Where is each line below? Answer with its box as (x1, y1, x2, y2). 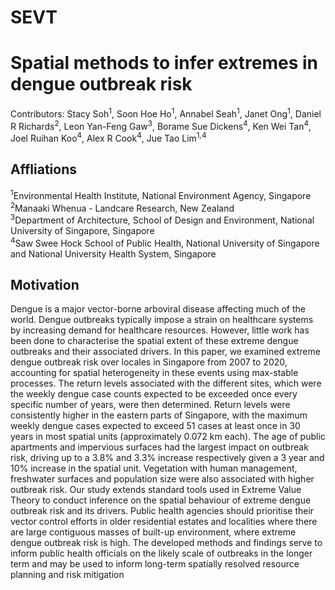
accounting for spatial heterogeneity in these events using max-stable (10, 367, 299, 379)
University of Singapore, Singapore (10, 224, 155, 236)
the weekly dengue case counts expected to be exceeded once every (10, 388, 298, 400)
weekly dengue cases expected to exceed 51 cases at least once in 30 (10, 420, 301, 432)
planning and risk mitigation (10, 569, 125, 581)
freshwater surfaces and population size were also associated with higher (10, 473, 315, 485)
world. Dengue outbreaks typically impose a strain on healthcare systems (10, 314, 314, 326)
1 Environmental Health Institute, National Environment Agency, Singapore (10, 187, 312, 201)
